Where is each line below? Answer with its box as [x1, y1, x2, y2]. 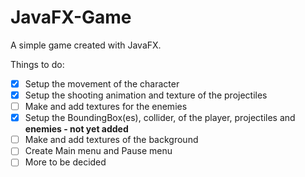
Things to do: [10, 58, 65, 70]
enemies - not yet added [24, 123, 129, 135]
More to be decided [24, 156, 107, 168]
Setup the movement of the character [24, 77, 180, 90]
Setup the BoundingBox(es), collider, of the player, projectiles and [24, 112, 296, 124]
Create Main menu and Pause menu [24, 145, 173, 157]
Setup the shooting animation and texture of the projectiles [24, 89, 268, 101]
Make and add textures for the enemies [24, 101, 188, 113]
